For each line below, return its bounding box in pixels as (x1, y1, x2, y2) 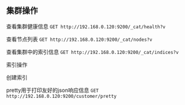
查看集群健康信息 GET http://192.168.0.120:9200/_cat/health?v (6, 23, 166, 30)
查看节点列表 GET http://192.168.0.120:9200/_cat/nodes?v (6, 35, 153, 43)
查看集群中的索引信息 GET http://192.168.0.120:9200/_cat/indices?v (6, 48, 179, 55)
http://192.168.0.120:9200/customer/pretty (6, 93, 117, 99)
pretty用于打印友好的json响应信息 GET (6, 86, 99, 94)
